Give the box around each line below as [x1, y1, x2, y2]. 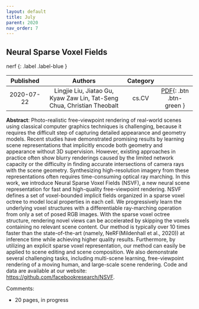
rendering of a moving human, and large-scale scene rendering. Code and [6, 261, 188, 268]
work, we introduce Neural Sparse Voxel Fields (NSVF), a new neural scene [6, 180, 190, 187]
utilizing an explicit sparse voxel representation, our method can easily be [6, 242, 186, 249]
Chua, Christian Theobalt [49, 102, 119, 110]
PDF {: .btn [161, 87, 190, 95]
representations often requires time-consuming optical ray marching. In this [6, 173, 191, 180]
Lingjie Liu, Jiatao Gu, [54, 87, 114, 95]
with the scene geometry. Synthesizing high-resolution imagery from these [6, 167, 190, 174]
